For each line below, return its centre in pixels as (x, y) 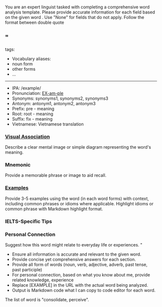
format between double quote (34, 22)
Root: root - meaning (33, 114)
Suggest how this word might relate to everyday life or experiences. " (74, 245)
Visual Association (27, 137)
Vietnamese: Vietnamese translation (48, 124)
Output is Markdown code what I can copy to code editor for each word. (84, 290)
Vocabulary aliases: (32, 59)
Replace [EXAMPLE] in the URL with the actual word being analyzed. (80, 285)
